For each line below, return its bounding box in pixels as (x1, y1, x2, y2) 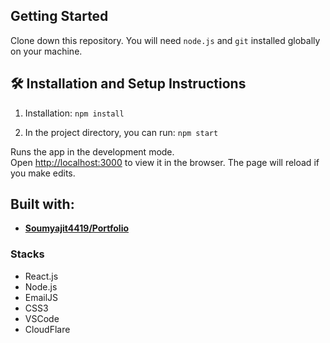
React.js (24, 270, 59, 282)
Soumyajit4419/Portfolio (24, 222, 130, 234)
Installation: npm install (24, 107, 125, 119)
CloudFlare (24, 323, 71, 335)
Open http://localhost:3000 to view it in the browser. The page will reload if (10, 156, 320, 168)
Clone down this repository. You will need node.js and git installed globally (10, 34, 321, 46)
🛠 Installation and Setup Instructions (10, 75, 247, 93)
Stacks (10, 247, 45, 261)
